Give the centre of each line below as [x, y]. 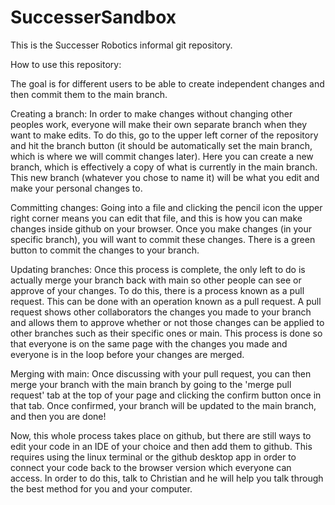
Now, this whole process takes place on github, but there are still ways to [161, 435]
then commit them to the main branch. [89, 94]
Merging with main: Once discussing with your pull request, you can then [161, 373]
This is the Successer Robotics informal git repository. [121, 45]
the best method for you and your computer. [101, 488]
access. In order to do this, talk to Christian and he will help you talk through [167, 478]
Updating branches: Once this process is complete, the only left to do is [158, 269]
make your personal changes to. [76, 188]
